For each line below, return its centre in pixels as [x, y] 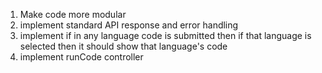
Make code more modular [73, 14]
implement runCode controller [81, 57]
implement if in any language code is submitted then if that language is [165, 35]
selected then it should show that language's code [123, 46]
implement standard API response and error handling [129, 25]
